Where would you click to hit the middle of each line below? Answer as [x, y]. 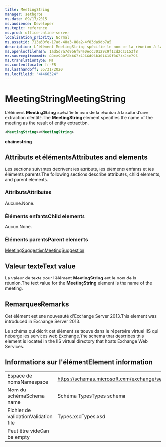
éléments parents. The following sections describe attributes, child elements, [83, 174]
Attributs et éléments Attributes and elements [76, 157]
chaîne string [19, 141]
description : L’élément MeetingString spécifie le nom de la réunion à [80, 47]
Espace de [20, 376]
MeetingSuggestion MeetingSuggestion [45, 250]
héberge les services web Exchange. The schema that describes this [75, 336]
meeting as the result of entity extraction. [47, 123]
